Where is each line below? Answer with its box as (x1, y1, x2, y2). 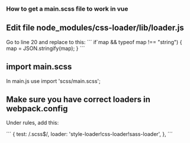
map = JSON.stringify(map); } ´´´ (6, 45, 85, 52)
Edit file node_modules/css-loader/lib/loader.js (6, 23, 185, 33)
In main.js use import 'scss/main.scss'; (6, 77, 101, 84)
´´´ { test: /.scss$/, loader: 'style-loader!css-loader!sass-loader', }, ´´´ (6, 131, 173, 138)
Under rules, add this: (6, 119, 59, 127)
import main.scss (6, 62, 72, 72)
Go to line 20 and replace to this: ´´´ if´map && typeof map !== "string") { (6, 38, 182, 45)
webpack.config (6, 104, 68, 114)
